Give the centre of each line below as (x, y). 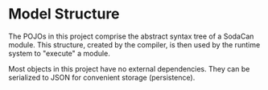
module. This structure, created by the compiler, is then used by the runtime (134, 44)
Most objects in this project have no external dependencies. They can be (129, 68)
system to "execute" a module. (59, 53)
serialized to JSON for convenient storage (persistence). (102, 77)
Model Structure (64, 14)
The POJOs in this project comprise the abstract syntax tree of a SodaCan (131, 36)
